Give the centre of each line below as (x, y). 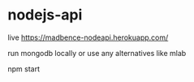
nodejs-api (45, 15)
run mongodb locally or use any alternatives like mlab (97, 53)
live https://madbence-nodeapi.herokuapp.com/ (88, 37)
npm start (24, 69)
